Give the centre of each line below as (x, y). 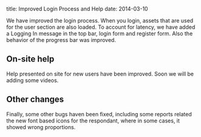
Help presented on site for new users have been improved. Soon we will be (100, 74)
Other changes (35, 100)
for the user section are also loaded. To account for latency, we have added (101, 27)
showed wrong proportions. (41, 127)
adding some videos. (32, 80)
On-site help (30, 59)
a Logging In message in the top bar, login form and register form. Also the (100, 33)
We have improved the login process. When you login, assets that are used (100, 20)
